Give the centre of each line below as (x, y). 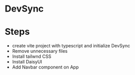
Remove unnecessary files (40, 51)
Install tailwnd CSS (32, 56)
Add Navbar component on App (45, 67)
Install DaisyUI (27, 62)
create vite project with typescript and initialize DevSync (71, 46)
